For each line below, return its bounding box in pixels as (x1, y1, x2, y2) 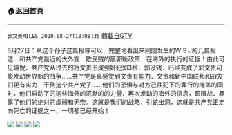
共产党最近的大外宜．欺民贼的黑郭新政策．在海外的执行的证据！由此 (25, 55, 219, 63)
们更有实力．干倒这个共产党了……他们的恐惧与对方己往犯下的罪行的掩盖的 (7, 81, 217, 89)
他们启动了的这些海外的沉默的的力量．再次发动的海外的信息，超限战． (19, 90, 219, 98)
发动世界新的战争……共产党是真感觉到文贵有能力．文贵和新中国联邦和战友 (12, 72, 224, 81)
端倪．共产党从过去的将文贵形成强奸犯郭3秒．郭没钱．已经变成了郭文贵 (12, 63, 217, 72)
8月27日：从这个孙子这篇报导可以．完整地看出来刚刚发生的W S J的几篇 (7, 46, 211, 54)
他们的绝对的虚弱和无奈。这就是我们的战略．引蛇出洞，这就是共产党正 (19, 98, 219, 106)
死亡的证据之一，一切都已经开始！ (12, 107, 110, 115)
